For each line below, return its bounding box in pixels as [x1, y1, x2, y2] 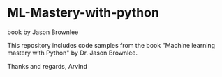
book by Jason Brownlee [7, 28, 79, 36]
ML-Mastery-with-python [7, 5, 159, 21]
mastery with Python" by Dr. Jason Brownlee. [7, 49, 138, 57]
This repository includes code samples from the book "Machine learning [7, 41, 215, 49]
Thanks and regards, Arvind [7, 62, 87, 70]
